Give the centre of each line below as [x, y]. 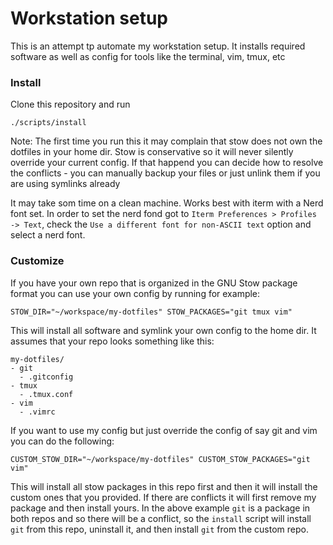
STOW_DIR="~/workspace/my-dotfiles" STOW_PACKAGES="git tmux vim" [151, 312]
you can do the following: [62, 441]
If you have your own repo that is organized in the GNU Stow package [154, 283]
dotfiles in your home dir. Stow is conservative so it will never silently [152, 152]
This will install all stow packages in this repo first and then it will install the [164, 486]
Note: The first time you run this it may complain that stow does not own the [166, 141]
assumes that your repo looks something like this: [112, 341]
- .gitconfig [46, 377]
